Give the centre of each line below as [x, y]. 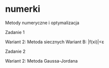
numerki [23, 9]
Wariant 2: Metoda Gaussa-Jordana [41, 61]
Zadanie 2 [15, 51]
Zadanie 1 [15, 32]
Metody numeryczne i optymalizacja [42, 23]
